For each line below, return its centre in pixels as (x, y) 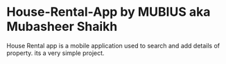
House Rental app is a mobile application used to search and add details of (113, 45)
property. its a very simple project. (55, 53)
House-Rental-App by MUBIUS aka (108, 12)
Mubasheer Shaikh (62, 26)
